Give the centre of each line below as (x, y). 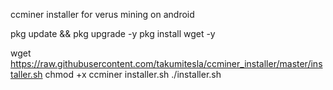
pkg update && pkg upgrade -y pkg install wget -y (113, 33)
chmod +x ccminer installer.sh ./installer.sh (133, 74)
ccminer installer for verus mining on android (102, 14)
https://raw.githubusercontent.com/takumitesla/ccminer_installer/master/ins (166, 63)
